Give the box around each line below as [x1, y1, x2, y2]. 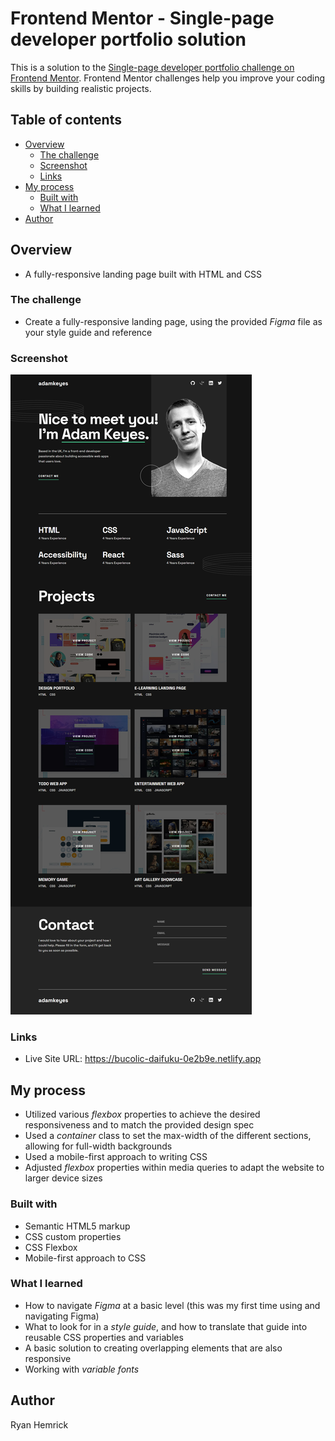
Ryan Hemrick [10, 1418, 69, 1431]
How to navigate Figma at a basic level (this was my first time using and [24, 1299, 321, 1311]
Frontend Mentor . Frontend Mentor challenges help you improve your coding [10, 72, 326, 84]
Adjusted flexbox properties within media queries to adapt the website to [24, 1162, 325, 1174]
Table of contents [10, 112, 122, 129]
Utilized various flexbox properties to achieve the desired [24, 1108, 261, 1121]
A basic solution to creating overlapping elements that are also [24, 1342, 283, 1354]
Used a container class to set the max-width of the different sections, [24, 1130, 312, 1142]
